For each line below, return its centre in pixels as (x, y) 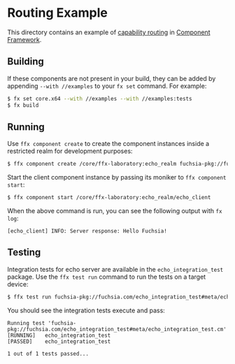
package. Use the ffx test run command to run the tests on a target (107, 277)
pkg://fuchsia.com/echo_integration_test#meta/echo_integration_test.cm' (117, 329)
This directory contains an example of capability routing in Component (109, 32)
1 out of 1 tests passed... (48, 354)
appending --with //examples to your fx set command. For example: (107, 86)
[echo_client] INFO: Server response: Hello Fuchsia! (87, 231)
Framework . (24, 39)
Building (26, 62)
